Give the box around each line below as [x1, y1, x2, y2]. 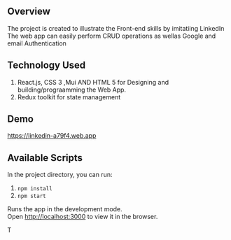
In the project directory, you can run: [7, 171, 113, 179]
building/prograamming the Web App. [17, 85, 127, 94]
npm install [17, 185, 52, 192]
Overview [7, 6, 51, 17]
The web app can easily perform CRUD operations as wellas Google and [7, 31, 216, 40]
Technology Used [7, 59, 86, 71]
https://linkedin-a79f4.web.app [7, 132, 97, 140]
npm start [17, 192, 47, 200]
